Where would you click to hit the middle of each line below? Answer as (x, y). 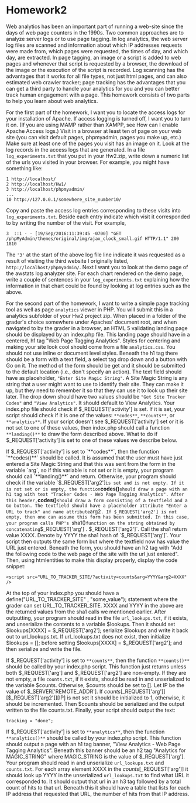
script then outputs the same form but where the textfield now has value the (97, 541)
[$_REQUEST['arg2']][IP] (36, 698)
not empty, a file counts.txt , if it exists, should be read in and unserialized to (98, 679)
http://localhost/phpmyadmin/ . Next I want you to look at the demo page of (97, 267)
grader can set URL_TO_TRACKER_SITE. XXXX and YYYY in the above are (95, 605)
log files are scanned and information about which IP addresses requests (94, 45)
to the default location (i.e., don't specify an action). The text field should (94, 372)
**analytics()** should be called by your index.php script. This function (94, 737)
